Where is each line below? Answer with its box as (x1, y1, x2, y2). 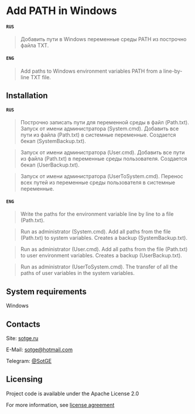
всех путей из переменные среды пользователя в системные (20, 179, 176, 186)
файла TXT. (20, 42, 49, 49)
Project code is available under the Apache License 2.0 (6, 390, 139, 397)
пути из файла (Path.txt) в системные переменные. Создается (20, 131, 176, 138)
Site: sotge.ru (6, 335, 39, 342)
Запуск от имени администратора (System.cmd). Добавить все (20, 125, 179, 133)
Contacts (6, 319, 41, 329)
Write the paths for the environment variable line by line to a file (20, 211, 174, 218)
